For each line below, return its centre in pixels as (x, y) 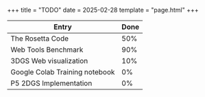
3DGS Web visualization (49, 61)
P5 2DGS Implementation (51, 83)
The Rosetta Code (40, 39)
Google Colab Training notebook (63, 72)
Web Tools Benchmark (47, 50)
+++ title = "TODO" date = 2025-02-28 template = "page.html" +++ (103, 10)
